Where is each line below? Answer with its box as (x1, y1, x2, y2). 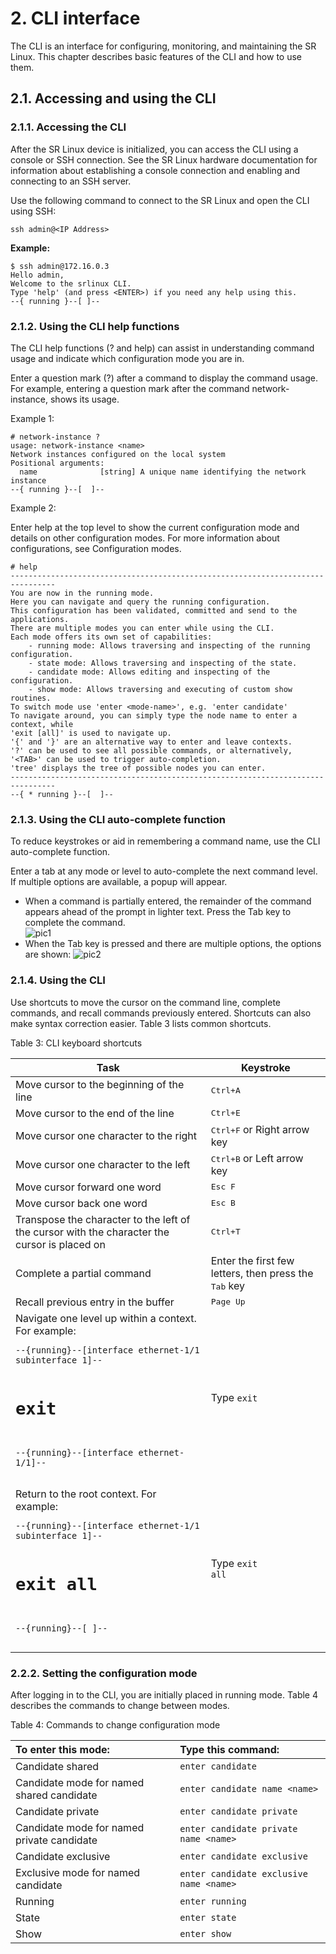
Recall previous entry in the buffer (15, 1295, 175, 1309)
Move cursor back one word (15, 1196, 148, 1210)
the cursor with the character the (15, 1225, 170, 1239)
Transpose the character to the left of (15, 1212, 191, 1226)
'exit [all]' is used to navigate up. (10, 728, 172, 738)
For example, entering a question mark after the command (10, 382, 250, 394)
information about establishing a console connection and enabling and (10, 164, 301, 176)
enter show (179, 1928, 232, 1940)
